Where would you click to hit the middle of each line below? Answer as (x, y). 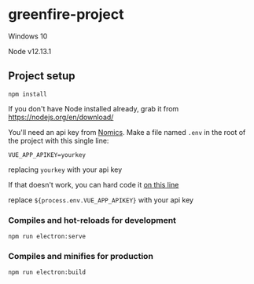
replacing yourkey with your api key (65, 169)
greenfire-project (66, 15)
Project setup (42, 76)
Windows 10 (28, 36)
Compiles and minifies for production (81, 256)
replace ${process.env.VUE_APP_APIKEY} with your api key (101, 200)
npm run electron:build (47, 272)
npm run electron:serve (47, 237)
